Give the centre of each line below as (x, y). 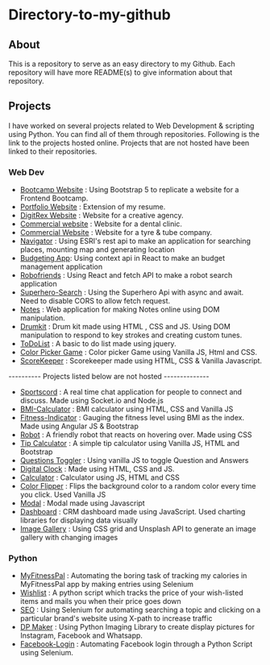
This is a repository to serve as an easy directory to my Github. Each (122, 64)
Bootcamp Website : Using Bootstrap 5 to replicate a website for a (129, 190)
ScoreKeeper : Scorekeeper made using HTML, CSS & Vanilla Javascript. (141, 361)
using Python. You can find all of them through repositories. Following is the (134, 134)
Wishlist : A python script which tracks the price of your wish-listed (131, 593)
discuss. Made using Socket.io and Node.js (91, 401)
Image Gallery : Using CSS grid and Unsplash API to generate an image (138, 529)
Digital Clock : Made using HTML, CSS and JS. (97, 469)
